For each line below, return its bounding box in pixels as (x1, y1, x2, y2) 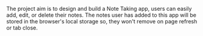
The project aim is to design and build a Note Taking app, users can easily (6, 5, 192, 12)
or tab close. (6, 24, 38, 31)
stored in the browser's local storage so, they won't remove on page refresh (6, 18, 198, 25)
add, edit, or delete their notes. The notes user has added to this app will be (6, 11, 197, 19)
